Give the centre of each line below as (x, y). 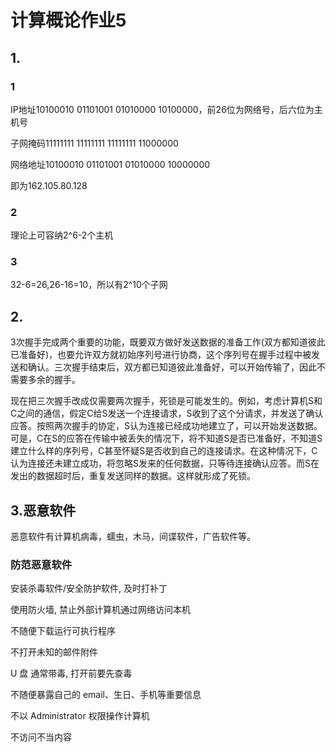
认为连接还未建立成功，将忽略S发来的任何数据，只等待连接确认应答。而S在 (165, 463)
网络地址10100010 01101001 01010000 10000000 (110, 164)
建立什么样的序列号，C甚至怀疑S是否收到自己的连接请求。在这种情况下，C (164, 451)
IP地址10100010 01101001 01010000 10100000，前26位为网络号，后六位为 (162, 109)
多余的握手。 (54, 380)
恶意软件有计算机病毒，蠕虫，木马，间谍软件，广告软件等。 (133, 537)
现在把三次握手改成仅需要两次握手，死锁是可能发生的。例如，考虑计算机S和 (166, 401)
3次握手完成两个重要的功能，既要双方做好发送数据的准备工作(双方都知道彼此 (168, 342)
